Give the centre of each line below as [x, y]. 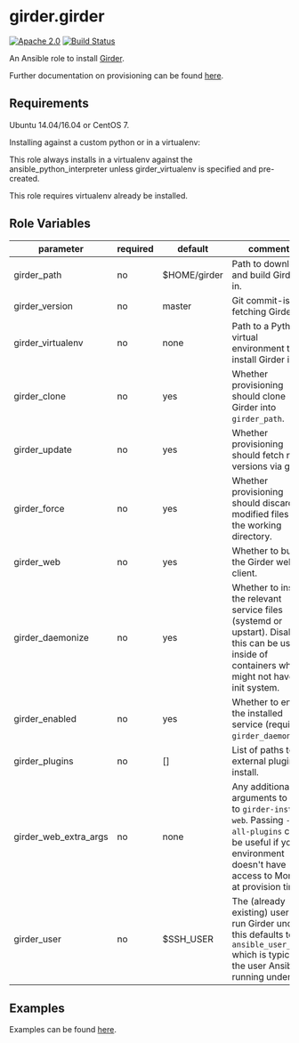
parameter [61, 248]
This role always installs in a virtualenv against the [101, 159]
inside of [250, 654]
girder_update [43, 449]
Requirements [49, 104]
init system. [256, 687]
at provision [256, 886]
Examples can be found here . [63, 1030]
